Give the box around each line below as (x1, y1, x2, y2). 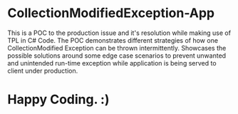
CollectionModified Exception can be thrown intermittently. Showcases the (7, 43, 227, 52)
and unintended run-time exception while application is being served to (7, 58, 217, 67)
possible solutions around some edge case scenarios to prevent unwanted (7, 51, 227, 60)
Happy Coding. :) (7, 91, 110, 108)
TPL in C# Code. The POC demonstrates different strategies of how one (7, 36, 219, 44)
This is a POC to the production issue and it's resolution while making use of (7, 28, 232, 37)
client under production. (7, 66, 78, 75)
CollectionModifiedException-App (7, 5, 215, 21)
